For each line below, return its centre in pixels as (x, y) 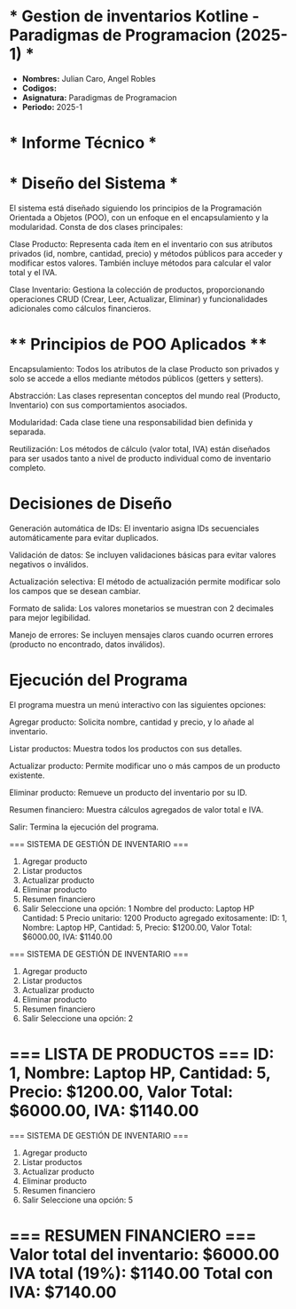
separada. (27, 432)
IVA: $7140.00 (63, 1292)
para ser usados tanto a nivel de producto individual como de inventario (140, 458)
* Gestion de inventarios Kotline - (134, 16)
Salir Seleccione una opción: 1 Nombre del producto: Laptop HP (138, 908)
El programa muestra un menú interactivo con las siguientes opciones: (138, 704)
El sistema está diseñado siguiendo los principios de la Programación (136, 208)
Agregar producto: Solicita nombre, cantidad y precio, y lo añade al (132, 722)
